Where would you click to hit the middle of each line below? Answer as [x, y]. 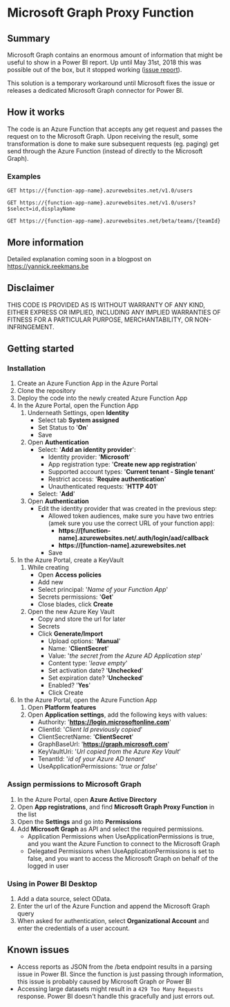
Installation [27, 369]
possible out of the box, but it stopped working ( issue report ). [95, 70]
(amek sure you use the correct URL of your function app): [132, 523]
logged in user [48, 866]
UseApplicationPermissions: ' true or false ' [97, 767]
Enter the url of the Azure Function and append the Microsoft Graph [113, 907]
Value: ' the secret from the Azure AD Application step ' [125, 656]
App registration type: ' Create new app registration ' [123, 464]
